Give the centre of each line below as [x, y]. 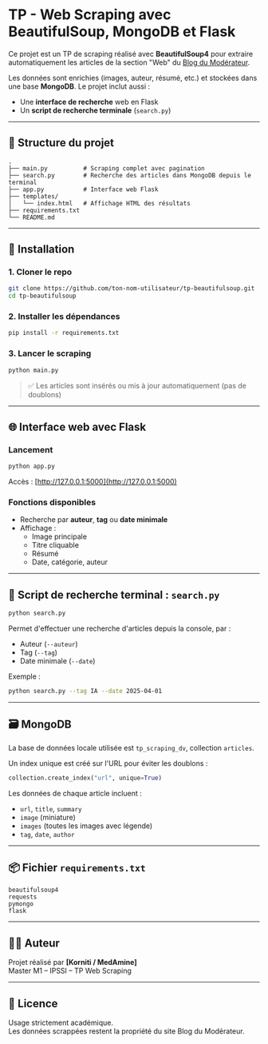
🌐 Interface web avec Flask [77, 426]
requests [23, 897]
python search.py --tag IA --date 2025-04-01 [85, 691]
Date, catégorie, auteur [69, 562]
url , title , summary [51, 808]
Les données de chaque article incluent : [75, 793]
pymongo [21, 904]
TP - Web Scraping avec [90, 15]
